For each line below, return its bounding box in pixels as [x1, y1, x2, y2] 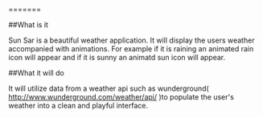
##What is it [8, 20, 48, 29]
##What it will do [8, 68, 64, 77]
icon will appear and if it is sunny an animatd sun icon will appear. [8, 53, 226, 62]
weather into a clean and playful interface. [8, 101, 149, 110]
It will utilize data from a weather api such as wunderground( [8, 83, 209, 93]
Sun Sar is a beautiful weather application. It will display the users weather [8, 35, 255, 45]
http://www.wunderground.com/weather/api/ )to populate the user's [8, 92, 235, 101]
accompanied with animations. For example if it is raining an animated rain [8, 44, 254, 53]
